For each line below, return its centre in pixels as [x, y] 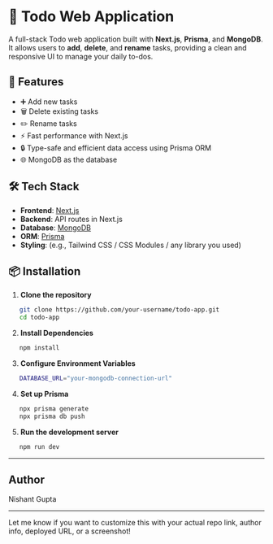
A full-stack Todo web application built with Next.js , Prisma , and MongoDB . [136, 39]
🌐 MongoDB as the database [69, 159]
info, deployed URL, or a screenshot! [70, 531]
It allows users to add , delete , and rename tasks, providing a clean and [128, 47]
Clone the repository [56, 295]
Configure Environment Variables [78, 363]
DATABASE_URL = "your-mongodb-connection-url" [96, 378]
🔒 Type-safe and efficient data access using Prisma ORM [116, 148]
